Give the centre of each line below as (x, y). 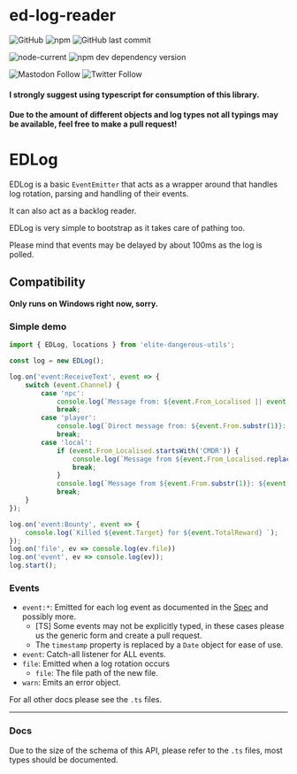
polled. (22, 255)
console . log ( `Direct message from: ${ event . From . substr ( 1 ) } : (171, 426)
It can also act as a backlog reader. (73, 211)
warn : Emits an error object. (71, 683)
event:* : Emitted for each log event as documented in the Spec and (145, 608)
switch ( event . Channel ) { (73, 385)
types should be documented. (64, 759)
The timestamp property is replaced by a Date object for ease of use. (159, 645)
